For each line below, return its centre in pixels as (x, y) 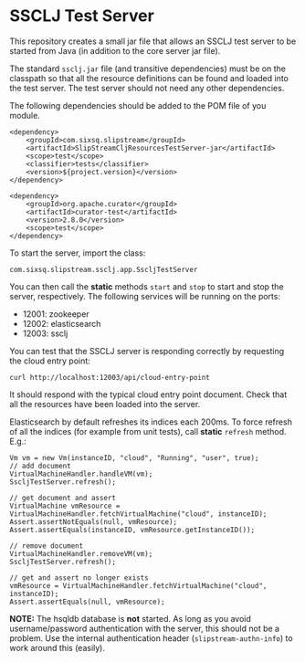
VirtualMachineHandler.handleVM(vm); (81, 474)
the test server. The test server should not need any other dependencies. (147, 88)
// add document (40, 466)
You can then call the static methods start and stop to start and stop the (147, 286)
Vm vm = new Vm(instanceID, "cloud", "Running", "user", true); (134, 457)
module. (25, 115)
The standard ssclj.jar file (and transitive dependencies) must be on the (147, 68)
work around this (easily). (57, 647)
